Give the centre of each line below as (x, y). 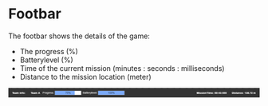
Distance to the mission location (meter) (85, 77)
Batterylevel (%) (46, 60)
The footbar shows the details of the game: (79, 36)
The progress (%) (49, 51)
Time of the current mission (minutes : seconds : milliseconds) (122, 68)
